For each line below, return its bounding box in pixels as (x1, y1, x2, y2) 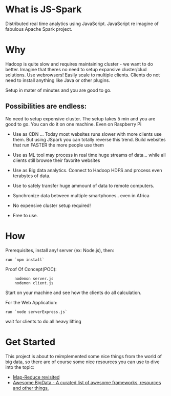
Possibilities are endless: (5, 102, 87, 111)
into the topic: (5, 364, 35, 370)
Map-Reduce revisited (12, 374, 60, 380)
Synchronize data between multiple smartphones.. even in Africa (12, 192, 149, 198)
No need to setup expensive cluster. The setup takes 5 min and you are (5, 115, 156, 121)
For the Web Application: (5, 299, 58, 305)
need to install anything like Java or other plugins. (5, 77, 110, 83)
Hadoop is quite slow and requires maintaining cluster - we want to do (5, 60, 154, 67)
